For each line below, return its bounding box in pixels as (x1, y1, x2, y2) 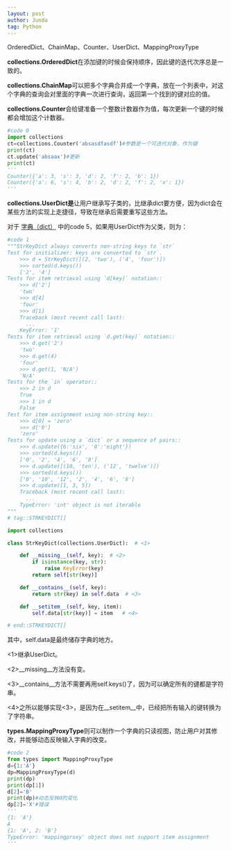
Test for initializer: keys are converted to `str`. (7, 249, 163, 256)
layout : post (7, 10, 45, 17)
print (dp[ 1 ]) (7, 782, 45, 789)
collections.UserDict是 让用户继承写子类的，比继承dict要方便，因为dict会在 (7, 199, 223, 207)
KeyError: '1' (19, 327, 60, 334)
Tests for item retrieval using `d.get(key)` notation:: (7, 333, 176, 341)
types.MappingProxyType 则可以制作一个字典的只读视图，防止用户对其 (7, 727, 212, 735)
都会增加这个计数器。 (7, 113, 68, 122)
